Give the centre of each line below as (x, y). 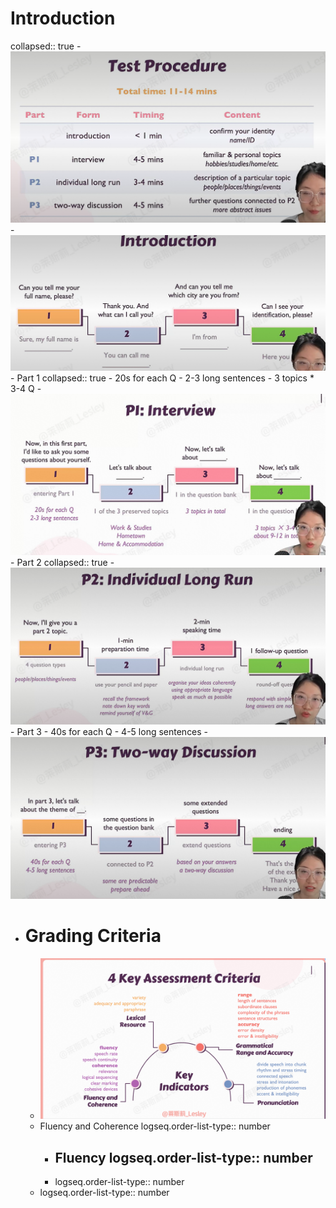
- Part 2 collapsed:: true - (62, 563)
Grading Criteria (93, 936)
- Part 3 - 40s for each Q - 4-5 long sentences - (109, 732)
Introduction (63, 18)
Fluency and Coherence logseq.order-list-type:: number (155, 1126)
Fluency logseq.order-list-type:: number (183, 1157)
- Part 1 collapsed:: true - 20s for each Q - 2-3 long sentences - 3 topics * (162, 378)
